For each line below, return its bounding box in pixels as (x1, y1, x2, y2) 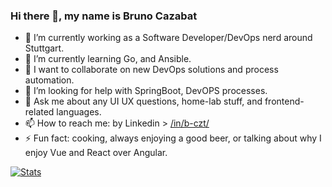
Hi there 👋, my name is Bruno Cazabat (10, 9, 198, 23)
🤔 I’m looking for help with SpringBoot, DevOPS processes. (24, 85, 268, 97)
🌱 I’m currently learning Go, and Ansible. (24, 53, 192, 65)
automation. (24, 74, 75, 86)
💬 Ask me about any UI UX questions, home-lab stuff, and (24, 95, 263, 108)
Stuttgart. (24, 42, 65, 54)
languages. (56, 106, 102, 118)
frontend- (264, 95, 305, 108)
